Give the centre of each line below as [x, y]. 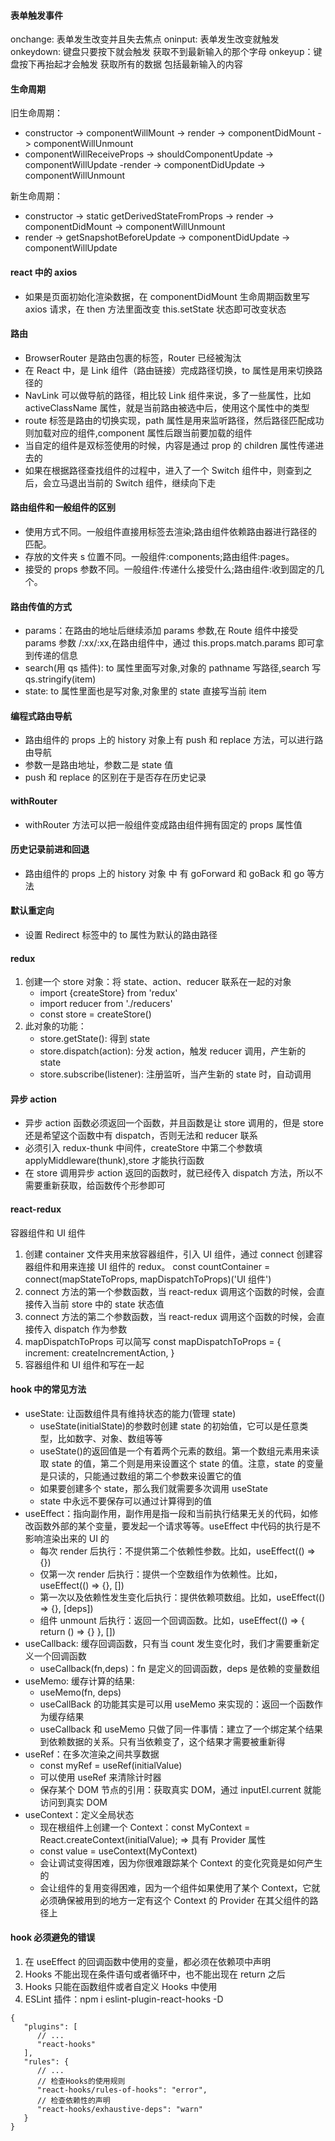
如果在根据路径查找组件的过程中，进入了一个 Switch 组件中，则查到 [164, 470]
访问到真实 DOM [73, 1802]
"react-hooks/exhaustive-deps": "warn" [119, 2110]
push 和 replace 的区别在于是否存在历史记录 [115, 777]
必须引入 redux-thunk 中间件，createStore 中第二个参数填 [143, 1148]
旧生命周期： [36, 113]
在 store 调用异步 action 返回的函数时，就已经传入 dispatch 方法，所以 [169, 1173]
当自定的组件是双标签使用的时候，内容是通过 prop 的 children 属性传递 [170, 445]
